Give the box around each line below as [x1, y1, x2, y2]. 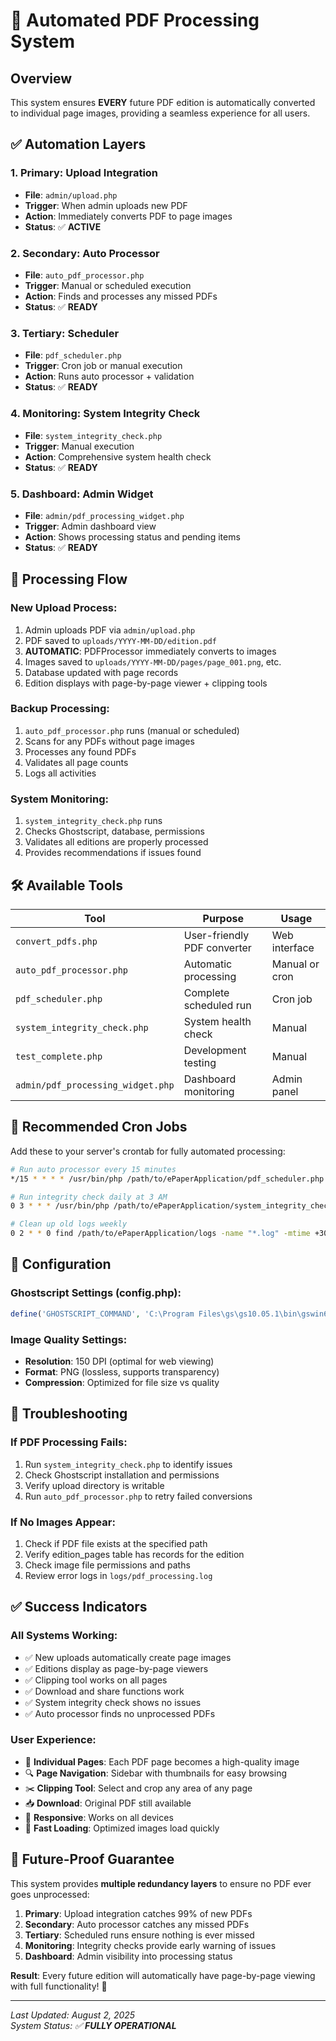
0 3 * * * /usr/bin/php [10, 1201, 110, 1211]
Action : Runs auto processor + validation [24, 370, 195, 383]
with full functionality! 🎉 [10, 1980, 108, 1992]
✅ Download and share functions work [24, 1685, 185, 1697]
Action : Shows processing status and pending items [24, 530, 241, 543]
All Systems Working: [10, 1629, 118, 1643]
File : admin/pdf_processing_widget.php [24, 509, 185, 521]
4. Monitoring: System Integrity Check [10, 407, 201, 421]
